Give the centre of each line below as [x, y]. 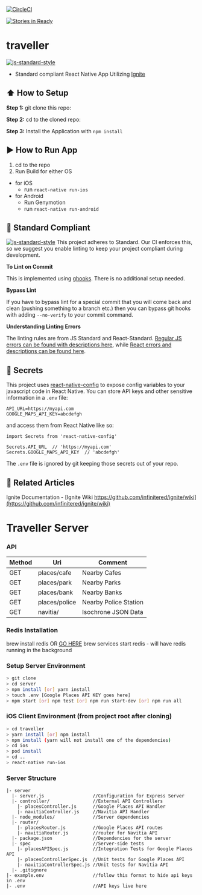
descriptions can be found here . [46, 351]
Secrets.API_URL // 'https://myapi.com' [59, 447]
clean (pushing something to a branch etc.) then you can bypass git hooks [99, 308]
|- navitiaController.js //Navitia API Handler [83, 812]
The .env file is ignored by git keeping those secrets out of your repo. [92, 464]
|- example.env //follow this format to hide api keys [99, 876]
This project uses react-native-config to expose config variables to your [96, 385]
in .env [16, 881]
